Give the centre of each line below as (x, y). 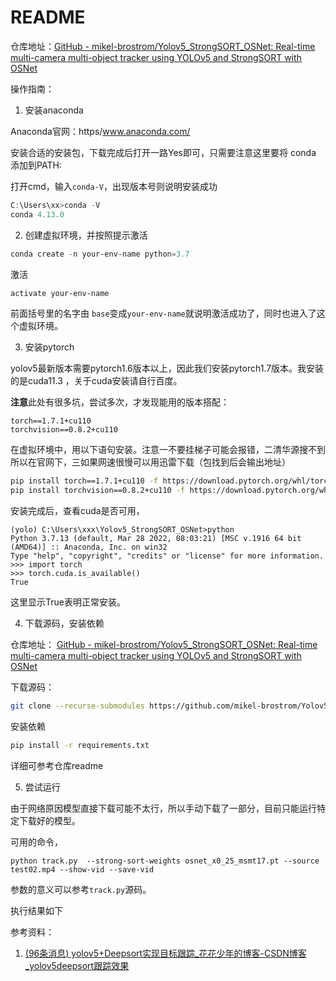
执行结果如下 (36, 910)
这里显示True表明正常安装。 (68, 602)
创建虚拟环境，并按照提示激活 (86, 235)
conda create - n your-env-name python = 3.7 (100, 254)
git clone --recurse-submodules (77, 706)
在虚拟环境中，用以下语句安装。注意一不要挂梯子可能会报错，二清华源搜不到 (168, 450)
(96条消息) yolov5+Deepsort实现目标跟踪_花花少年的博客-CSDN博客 (165, 953)
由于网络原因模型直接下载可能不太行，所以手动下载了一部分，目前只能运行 (163, 808)
